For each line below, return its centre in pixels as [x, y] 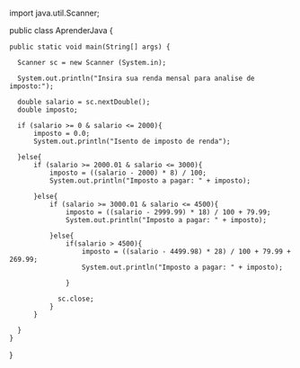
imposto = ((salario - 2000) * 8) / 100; [128, 173]
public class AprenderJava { [62, 30]
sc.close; [75, 299]
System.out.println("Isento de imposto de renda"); [132, 141]
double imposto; [48, 110]
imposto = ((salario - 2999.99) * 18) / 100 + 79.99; [168, 212]
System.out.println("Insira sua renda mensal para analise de [136, 78]
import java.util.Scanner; [55, 13]
